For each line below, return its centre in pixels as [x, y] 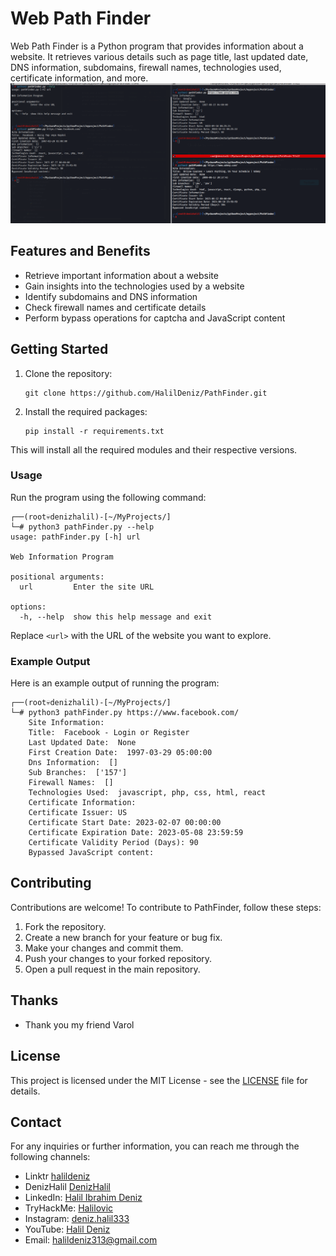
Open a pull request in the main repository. [112, 969]
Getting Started [59, 349]
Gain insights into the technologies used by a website [134, 286]
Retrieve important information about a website [121, 275]
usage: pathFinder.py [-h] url [75, 537]
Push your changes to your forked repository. [118, 958]
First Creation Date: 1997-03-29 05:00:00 [120, 753]
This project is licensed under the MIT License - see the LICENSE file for [159, 1080]
